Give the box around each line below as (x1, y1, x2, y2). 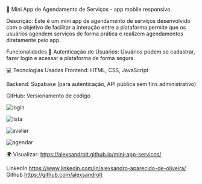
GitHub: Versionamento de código (6, 92, 90, 99)
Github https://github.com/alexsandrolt (6, 171, 103, 178)
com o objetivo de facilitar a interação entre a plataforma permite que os (6, 24, 186, 31)
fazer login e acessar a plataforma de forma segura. (6, 55, 136, 61)
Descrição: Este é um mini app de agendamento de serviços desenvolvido (6, 17, 191, 24)
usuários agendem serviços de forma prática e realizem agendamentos (6, 30, 184, 37)
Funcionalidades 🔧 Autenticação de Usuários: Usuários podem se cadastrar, (6, 48, 195, 55)
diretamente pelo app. (6, 37, 62, 43)
